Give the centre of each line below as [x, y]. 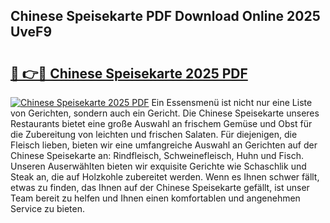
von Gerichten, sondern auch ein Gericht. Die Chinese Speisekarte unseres [165, 113]
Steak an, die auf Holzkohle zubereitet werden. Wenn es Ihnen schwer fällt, [165, 177]
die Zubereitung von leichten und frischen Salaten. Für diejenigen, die [154, 134]
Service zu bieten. [47, 208]
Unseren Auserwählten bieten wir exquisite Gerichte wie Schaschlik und [158, 166]
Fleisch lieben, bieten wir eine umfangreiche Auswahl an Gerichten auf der [164, 145]
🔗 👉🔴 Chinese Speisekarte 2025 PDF [129, 73]
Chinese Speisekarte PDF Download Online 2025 [165, 16]
